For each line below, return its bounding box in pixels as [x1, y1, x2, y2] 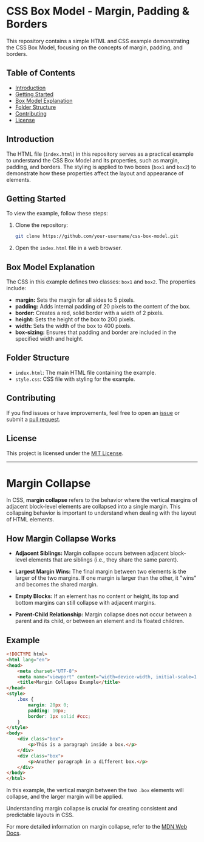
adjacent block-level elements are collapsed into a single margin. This [6, 503, 181, 510]
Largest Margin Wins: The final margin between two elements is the [15, 568, 186, 576]
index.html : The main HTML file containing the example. [15, 369, 157, 376]
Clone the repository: [15, 221, 69, 229]
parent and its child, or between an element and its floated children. [15, 618, 185, 625]
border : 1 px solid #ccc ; [28, 713, 91, 719]
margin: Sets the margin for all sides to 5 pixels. [15, 296, 135, 304]
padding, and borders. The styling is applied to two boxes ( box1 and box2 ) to [6, 163, 196, 170]
